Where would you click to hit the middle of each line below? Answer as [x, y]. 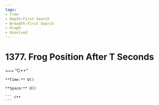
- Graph [13, 28]
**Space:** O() [21, 88]
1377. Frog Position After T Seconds [80, 57]
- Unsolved [16, 33]
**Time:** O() [20, 79]
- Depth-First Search [27, 19]
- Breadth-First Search [30, 23]
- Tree [12, 14]
